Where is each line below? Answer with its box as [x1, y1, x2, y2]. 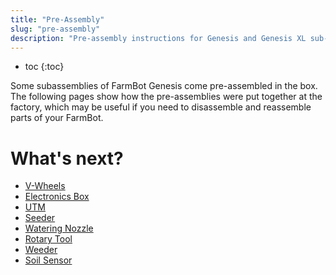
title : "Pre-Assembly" [10, 14, 105, 25]
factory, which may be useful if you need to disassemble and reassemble [10, 101, 312, 113]
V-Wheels [24, 180, 66, 192]
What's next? [10, 147, 124, 170]
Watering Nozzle [24, 222, 94, 235]
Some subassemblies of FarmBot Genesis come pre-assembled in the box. [10, 80, 318, 92]
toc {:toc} [24, 61, 65, 73]
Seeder [24, 212, 56, 224]
